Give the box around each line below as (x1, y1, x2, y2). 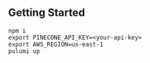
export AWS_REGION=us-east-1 (8, 40, 104, 48)
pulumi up (8, 47, 41, 55)
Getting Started (8, 6, 86, 19)
